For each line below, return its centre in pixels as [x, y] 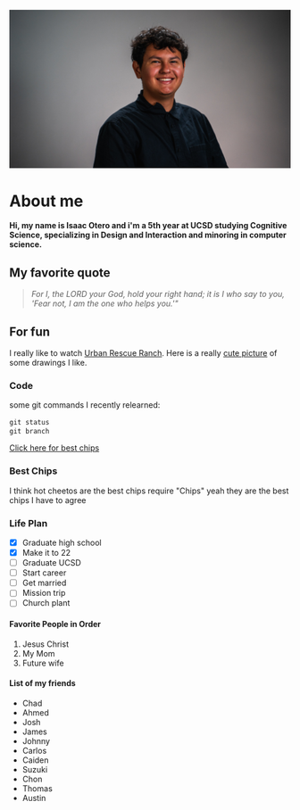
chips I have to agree [48, 500]
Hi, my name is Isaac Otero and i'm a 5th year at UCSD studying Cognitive [148, 226]
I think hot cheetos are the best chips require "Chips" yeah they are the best [149, 491]
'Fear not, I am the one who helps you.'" [104, 303]
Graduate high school [62, 542]
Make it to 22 [46, 553]
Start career [44, 573]
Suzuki [35, 769]
